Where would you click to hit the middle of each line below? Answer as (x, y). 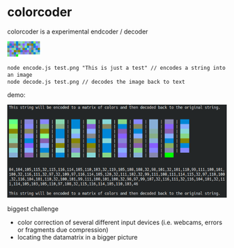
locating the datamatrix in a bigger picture (77, 238)
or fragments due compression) (63, 230)
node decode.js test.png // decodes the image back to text (96, 82)
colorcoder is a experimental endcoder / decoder (78, 31)
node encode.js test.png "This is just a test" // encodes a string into (117, 68)
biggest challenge (33, 209)
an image (20, 75)
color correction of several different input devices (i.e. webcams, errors (120, 223)
